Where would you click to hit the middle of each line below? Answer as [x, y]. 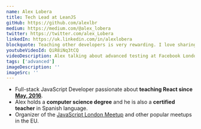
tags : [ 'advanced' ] [31, 61]
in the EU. [27, 121]
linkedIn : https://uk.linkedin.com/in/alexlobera [69, 39]
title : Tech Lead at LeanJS [41, 17]
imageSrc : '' [22, 73]
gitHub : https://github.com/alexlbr [52, 23]
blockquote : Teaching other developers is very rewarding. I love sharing [101, 45]
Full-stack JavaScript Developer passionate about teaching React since [104, 89]
